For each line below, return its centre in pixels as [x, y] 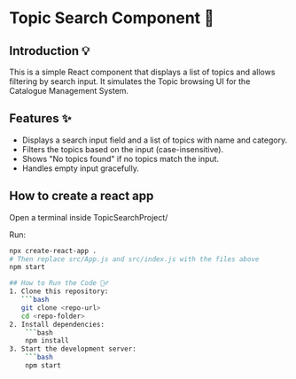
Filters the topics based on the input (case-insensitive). [123, 149]
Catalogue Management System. [69, 91]
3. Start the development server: [73, 349]
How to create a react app [82, 196]
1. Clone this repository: [59, 291]
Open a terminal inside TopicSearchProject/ [89, 217]
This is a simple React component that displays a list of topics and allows [142, 72]
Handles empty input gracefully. [80, 168]
